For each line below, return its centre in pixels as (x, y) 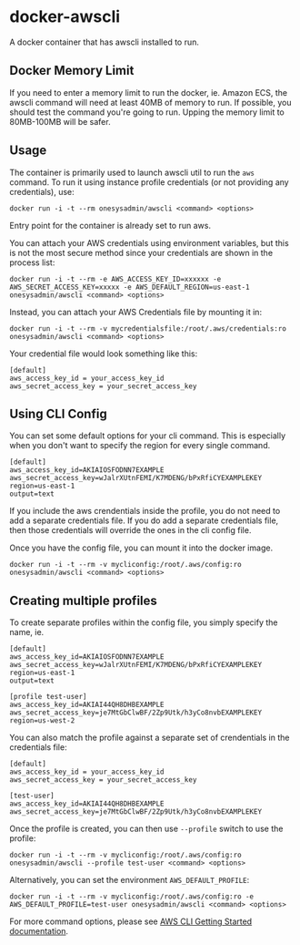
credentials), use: (42, 191)
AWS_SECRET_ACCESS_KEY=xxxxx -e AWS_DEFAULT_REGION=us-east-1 (130, 287)
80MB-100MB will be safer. (60, 121)
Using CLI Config (58, 413)
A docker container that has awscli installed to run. (105, 42)
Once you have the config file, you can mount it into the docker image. (141, 548)
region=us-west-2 (42, 721)
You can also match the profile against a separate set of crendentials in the (150, 738)
